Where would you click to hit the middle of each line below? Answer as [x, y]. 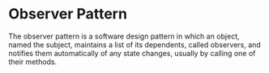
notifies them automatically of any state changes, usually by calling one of [132, 53]
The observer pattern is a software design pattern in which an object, [124, 36]
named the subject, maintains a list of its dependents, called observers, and [134, 44]
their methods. [33, 62]
